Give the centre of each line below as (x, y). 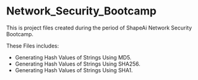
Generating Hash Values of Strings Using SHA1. (74, 70)
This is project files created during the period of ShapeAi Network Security (99, 28)
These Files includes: (33, 46)
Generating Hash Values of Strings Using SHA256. (78, 64)
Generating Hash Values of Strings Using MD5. (73, 57)
